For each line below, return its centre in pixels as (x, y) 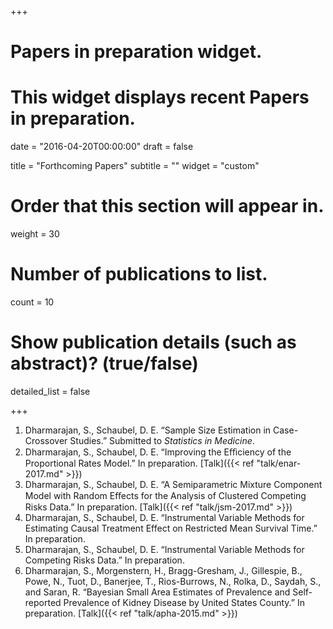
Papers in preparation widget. (136, 52)
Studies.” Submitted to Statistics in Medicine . (162, 440)
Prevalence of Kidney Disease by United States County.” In (184, 602)
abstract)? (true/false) (104, 363)
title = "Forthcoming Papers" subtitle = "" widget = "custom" (135, 166)
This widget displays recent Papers (160, 97)
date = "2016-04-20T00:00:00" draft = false (102, 147)
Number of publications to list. (139, 274)
